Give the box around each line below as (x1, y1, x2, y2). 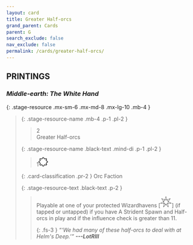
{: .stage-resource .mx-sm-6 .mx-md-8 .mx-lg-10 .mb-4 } (6, 103, 151, 110)
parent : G (6, 29, 32, 35)
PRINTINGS (6, 72, 50, 82)
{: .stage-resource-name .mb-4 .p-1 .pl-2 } (21, 115, 128, 122)
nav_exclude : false (6, 42, 56, 48)
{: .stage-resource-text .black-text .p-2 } (21, 184, 123, 191)
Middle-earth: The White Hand (6, 90, 99, 98)
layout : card (6, 10, 39, 16)
